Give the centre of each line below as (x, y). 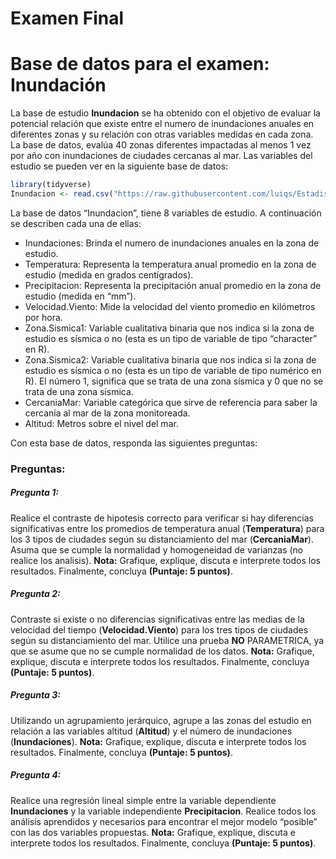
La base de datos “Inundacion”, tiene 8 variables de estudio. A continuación (166, 213)
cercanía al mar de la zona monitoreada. (107, 413)
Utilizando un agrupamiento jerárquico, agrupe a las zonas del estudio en (161, 720)
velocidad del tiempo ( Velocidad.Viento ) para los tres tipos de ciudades (159, 629)
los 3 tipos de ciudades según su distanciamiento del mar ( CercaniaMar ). (162, 539)
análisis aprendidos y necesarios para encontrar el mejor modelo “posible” (164, 821)
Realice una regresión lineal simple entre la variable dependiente (143, 800)
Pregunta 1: (34, 493)
